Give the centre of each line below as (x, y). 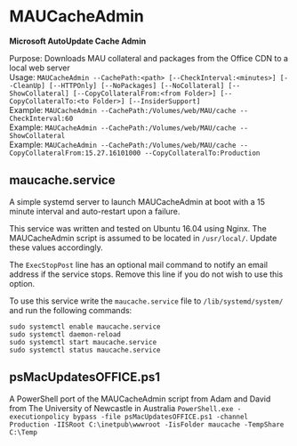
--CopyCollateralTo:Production (202, 153)
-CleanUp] (28, 85)
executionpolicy (39, 417)
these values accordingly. (56, 247)
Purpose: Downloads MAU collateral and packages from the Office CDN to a (149, 58)
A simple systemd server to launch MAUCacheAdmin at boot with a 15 (137, 201)
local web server (40, 68)
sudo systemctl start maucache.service (83, 342)
